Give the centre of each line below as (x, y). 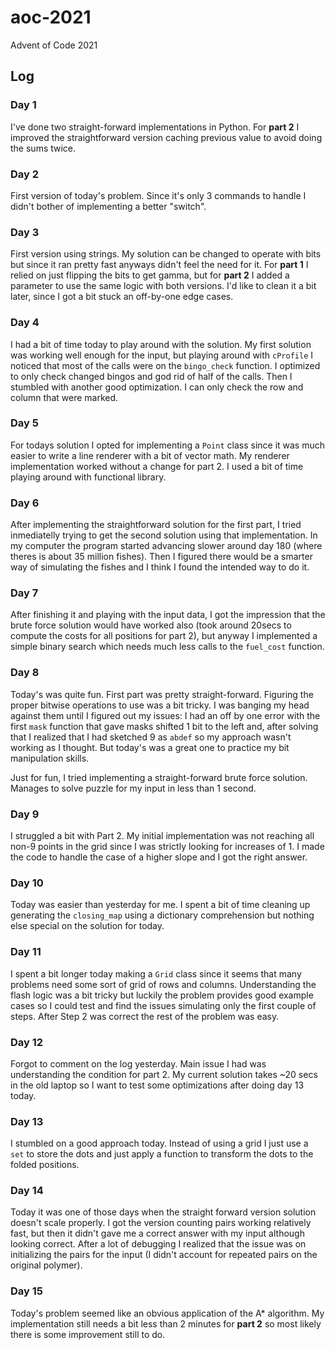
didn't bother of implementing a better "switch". (108, 206)
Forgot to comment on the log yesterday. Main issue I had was (138, 1063)
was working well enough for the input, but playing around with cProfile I (162, 355)
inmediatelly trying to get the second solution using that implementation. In (164, 535)
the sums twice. (43, 148)
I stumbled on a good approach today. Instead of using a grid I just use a (159, 1143)
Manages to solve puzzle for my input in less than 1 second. (133, 788)
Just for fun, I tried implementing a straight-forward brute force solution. (159, 777)
